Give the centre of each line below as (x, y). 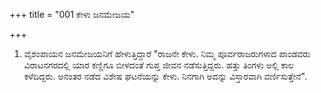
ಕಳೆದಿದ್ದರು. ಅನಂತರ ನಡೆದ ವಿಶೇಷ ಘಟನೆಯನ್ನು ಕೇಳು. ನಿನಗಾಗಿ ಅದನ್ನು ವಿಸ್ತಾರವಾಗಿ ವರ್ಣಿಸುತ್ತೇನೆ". (165, 76)
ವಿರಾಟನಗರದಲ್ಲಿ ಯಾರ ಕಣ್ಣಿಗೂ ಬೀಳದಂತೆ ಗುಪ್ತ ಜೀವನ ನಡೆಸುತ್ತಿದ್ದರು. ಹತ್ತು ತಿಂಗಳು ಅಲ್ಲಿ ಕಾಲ (158, 65)
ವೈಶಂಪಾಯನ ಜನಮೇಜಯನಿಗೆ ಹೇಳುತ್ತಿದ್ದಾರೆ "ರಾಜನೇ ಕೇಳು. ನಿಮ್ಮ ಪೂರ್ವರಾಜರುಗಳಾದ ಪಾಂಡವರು (167, 53)
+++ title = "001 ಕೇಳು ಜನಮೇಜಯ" (72, 14)
